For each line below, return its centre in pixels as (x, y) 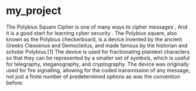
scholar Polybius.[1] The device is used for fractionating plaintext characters (98, 51)
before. (15, 82)
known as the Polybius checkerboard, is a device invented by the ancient (94, 39)
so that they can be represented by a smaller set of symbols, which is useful (98, 58)
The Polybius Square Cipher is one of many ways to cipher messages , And (97, 27)
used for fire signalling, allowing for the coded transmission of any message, (98, 70)
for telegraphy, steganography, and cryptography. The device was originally (97, 64)
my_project (34, 11)
